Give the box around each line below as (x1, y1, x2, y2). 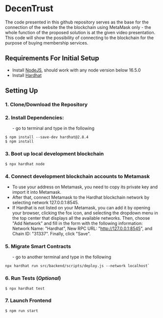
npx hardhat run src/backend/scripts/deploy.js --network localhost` (5, 264, 150, 269)
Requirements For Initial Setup (5, 54, 99, 63)
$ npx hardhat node (5, 161, 45, 166)
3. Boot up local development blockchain (5, 150, 104, 157)
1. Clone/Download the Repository (5, 101, 88, 108)
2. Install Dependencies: (5, 114, 64, 121)
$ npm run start (5, 308, 38, 313)
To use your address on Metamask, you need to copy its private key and (12, 184, 158, 190)
